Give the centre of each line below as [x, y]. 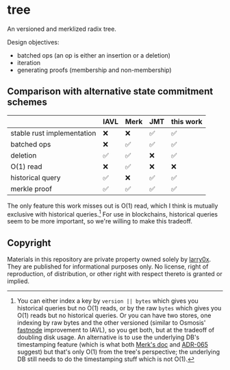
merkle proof [31, 188]
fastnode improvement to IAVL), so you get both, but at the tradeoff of [116, 330]
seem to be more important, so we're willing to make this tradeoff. [100, 221]
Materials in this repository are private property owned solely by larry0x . [109, 260]
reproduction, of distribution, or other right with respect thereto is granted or [115, 274]
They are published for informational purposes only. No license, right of [108, 267]
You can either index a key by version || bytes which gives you [107, 301]
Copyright [29, 243]
